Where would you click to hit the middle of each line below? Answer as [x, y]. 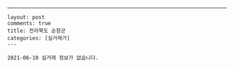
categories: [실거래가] [39, 38]
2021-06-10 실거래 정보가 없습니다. [53, 58]
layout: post [26, 17]
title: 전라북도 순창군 [37, 31]
